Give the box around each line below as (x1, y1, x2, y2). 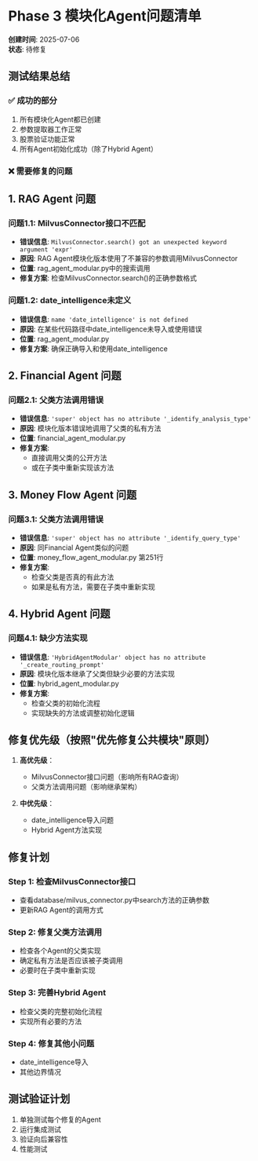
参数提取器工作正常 (19, 124, 82, 134)
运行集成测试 (19, 1124, 61, 1134)
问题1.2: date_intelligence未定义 (8, 295, 132, 306)
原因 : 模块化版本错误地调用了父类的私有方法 (19, 423, 162, 433)
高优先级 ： (19, 756, 55, 765)
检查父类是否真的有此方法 (31, 572, 114, 581)
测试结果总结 (8, 70, 71, 83)
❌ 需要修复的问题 (8, 166, 73, 177)
